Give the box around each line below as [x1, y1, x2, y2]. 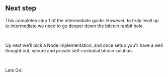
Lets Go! [5, 67, 23, 73]
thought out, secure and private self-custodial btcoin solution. [5, 47, 133, 53]
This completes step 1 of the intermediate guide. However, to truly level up [5, 17, 159, 23]
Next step [5, 4, 37, 13]
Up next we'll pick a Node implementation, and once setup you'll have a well [5, 42, 163, 48]
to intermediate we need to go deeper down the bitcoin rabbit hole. [5, 23, 144, 29]
